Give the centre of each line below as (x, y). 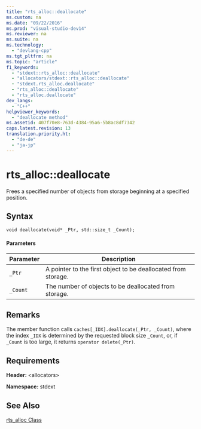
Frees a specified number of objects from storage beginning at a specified (98, 191)
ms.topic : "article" (32, 62)
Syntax (20, 216)
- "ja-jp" (24, 145)
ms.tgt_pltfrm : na (29, 56)
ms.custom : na (24, 17)
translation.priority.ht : (38, 134)
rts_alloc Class (24, 420)
